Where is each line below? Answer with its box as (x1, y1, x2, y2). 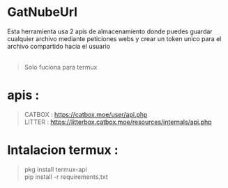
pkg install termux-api (24, 165, 87, 173)
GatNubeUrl (7, 4, 78, 20)
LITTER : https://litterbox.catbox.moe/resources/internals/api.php (24, 118, 212, 126)
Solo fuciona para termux (24, 63, 98, 71)
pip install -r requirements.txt (24, 172, 108, 181)
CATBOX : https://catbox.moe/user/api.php (24, 110, 148, 118)
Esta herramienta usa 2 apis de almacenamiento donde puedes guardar (7, 27, 213, 36)
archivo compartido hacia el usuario (7, 42, 110, 50)
